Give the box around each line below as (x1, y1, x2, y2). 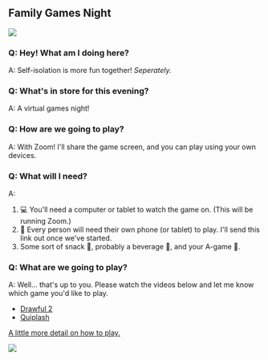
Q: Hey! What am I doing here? (8, 47, 130, 59)
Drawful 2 (19, 304, 53, 313)
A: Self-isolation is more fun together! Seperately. (8, 66, 172, 75)
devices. (8, 150, 37, 160)
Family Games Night (8, 6, 112, 20)
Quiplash (19, 313, 50, 322)
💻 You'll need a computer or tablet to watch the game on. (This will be (19, 204, 254, 214)
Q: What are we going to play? (8, 261, 128, 273)
